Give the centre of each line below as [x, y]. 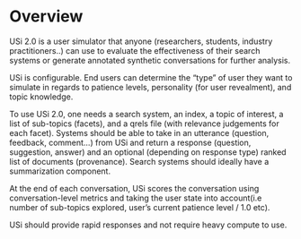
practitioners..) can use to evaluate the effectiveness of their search [135, 50]
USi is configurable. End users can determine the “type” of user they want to [151, 77]
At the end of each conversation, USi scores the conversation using [134, 188]
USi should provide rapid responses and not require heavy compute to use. [148, 225]
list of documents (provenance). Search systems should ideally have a [139, 161]
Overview [46, 17]
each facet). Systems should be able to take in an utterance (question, [139, 132]
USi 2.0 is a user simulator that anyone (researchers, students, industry [141, 41]
